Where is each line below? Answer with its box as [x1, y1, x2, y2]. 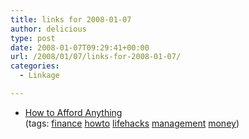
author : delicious [10, 24, 87, 34]
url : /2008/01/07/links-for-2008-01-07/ [10, 52, 182, 62]
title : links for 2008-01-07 [10, 14, 132, 25]
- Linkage [19, 71, 60, 81]
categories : [10, 61, 60, 71]
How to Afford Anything [24, 106, 123, 118]
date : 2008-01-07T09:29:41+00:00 [10, 42, 150, 53]
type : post [10, 33, 56, 43]
